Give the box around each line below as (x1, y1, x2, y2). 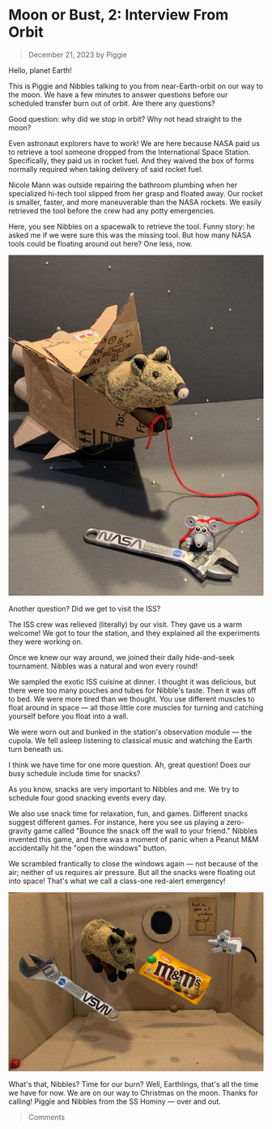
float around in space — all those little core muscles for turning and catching (8, 702, 264, 712)
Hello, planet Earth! (8, 65, 73, 75)
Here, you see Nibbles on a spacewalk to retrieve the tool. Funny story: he (8, 221, 255, 231)
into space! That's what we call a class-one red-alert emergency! (8, 876, 226, 886)
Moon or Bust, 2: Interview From (8, 6, 229, 24)
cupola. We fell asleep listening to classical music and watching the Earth (8, 736, 253, 745)
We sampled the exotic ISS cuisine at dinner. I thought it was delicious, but (8, 676, 257, 686)
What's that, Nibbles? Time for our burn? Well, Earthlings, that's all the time (8, 1079, 259, 1088)
